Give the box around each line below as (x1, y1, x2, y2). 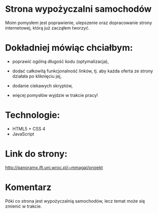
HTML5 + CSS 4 (12, 125, 46, 131)
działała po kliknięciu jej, (12, 73, 62, 79)
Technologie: (5, 110, 60, 121)
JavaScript (12, 131, 34, 137)
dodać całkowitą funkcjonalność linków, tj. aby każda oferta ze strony (12, 68, 154, 74)
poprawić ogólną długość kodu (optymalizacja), (12, 58, 109, 64)
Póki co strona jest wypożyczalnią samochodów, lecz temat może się (5, 198, 145, 204)
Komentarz (5, 182, 52, 193)
